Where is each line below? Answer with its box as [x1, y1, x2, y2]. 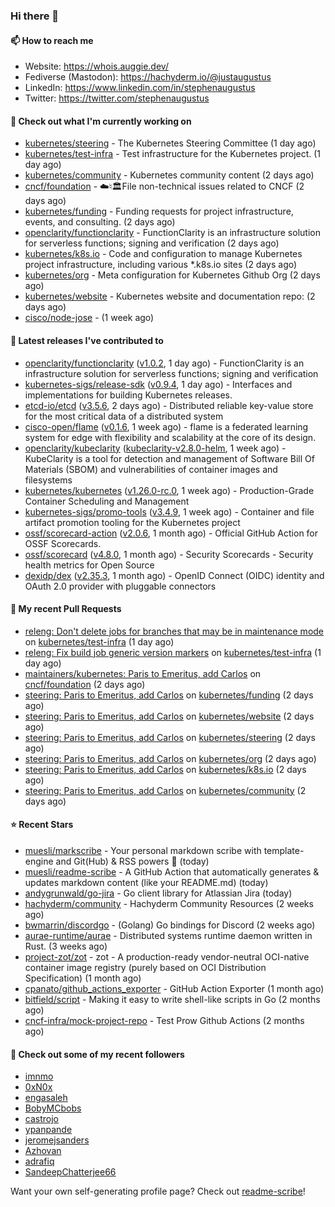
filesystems [24, 474, 73, 486]
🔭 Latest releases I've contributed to [10, 334, 164, 346]
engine [24, 855, 54, 867]
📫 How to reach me [10, 34, 94, 46]
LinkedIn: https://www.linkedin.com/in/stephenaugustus [24, 82, 256, 94]
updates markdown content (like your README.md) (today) [24, 876, 269, 888]
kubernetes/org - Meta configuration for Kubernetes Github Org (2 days [24, 269, 321, 281]
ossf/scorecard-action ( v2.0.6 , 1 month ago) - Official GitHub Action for [24, 527, 319, 539]
